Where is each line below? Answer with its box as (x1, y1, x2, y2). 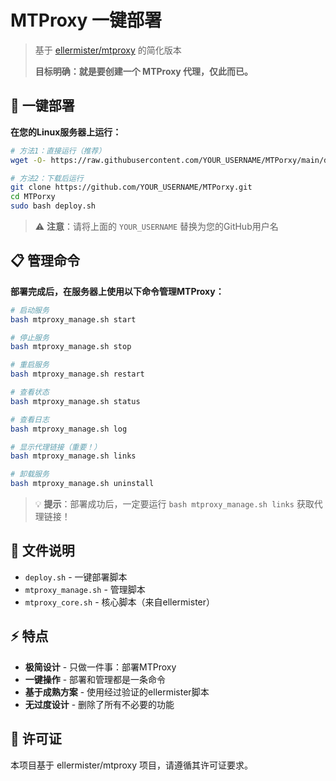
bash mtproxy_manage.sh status (10, 396, 141, 406)
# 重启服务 (10, 360, 50, 370)
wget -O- (10, 155, 47, 165)
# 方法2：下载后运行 (10, 173, 84, 183)
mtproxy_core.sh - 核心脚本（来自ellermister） (24, 596, 216, 608)
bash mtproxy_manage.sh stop (10, 342, 132, 352)
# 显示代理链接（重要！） (10, 442, 102, 452)
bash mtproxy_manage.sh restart (10, 369, 145, 380)
